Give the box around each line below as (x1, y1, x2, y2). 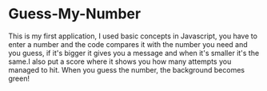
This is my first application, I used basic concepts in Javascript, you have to (8, 31, 258, 41)
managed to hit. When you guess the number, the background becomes (8, 65, 245, 74)
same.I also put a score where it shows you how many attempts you (8, 57, 232, 66)
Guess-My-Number (8, 5, 141, 23)
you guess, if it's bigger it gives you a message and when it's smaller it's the (8, 48, 260, 57)
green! (8, 73, 30, 83)
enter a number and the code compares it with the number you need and (8, 39, 248, 49)
